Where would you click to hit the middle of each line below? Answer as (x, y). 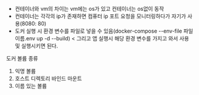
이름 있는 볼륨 (31, 86)
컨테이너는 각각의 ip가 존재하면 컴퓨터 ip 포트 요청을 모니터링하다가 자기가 (100, 16)
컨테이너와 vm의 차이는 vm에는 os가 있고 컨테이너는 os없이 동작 (89, 9)
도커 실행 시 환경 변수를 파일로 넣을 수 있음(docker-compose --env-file (98, 31)
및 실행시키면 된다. (36, 46)
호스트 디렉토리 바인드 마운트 (48, 78)
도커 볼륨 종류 (22, 58)
